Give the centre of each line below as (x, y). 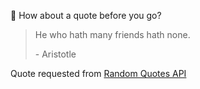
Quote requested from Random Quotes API (98, 73)
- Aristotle (55, 54)
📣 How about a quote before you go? (86, 15)
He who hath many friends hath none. (112, 34)
